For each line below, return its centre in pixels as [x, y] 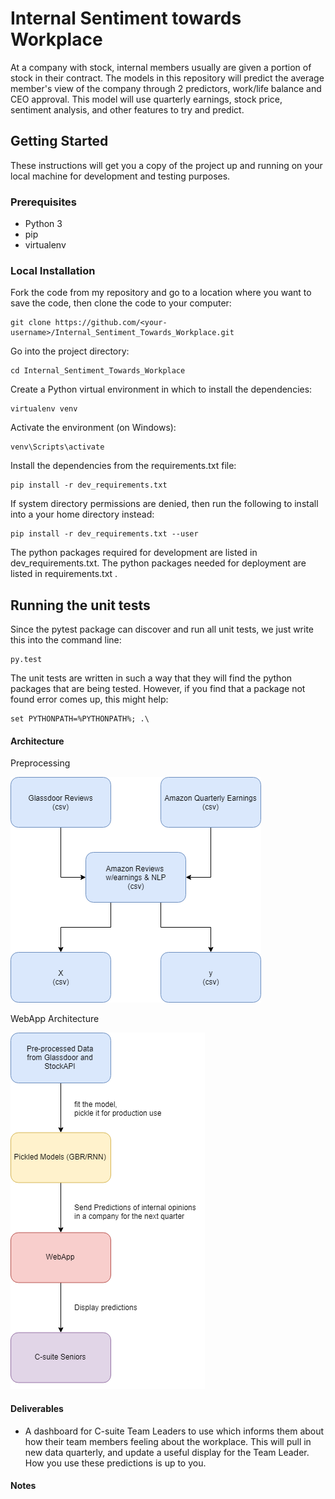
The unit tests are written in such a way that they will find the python [151, 678]
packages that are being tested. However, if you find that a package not [158, 689]
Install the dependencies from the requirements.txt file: [123, 466]
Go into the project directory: [70, 351]
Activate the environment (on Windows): [93, 428]
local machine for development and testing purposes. [120, 176]
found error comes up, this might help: [89, 699]
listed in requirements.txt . [64, 574]
